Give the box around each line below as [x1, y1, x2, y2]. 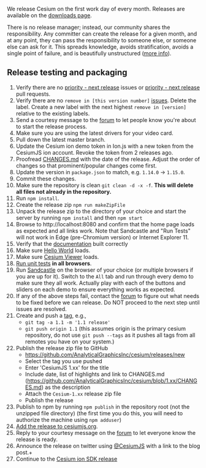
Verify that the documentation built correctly [15, 240, 128, 247]
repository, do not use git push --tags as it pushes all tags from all [25, 331, 196, 339]
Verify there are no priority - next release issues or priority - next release [15, 83, 200, 91]
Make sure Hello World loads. [15, 247, 91, 254]
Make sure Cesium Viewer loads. [15, 253, 99, 260]
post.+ [15, 448, 33, 456]
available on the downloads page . [7, 12, 93, 19]
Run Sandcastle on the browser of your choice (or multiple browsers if [15, 266, 194, 274]
